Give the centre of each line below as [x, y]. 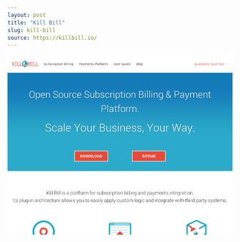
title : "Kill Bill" [36, 22]
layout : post [27, 15]
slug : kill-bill [31, 30]
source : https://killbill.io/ [52, 38]
